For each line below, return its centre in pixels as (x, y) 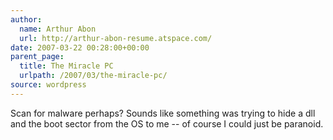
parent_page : (37, 57)
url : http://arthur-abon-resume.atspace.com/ (116, 38)
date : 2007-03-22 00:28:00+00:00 (80, 47)
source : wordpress (48, 85)
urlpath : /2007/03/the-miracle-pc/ (93, 76)
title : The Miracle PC (66, 66)
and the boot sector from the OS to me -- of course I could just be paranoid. (167, 123)
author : (26, 19)
